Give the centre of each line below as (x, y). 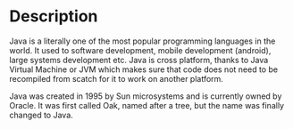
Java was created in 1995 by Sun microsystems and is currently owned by (146, 96)
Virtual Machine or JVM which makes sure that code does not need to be (144, 69)
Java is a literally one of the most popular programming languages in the (142, 41)
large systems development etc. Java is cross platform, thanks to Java (139, 60)
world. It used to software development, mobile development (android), (140, 50)
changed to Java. (41, 115)
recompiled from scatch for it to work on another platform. (116, 78)
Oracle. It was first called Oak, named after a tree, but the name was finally (146, 105)
